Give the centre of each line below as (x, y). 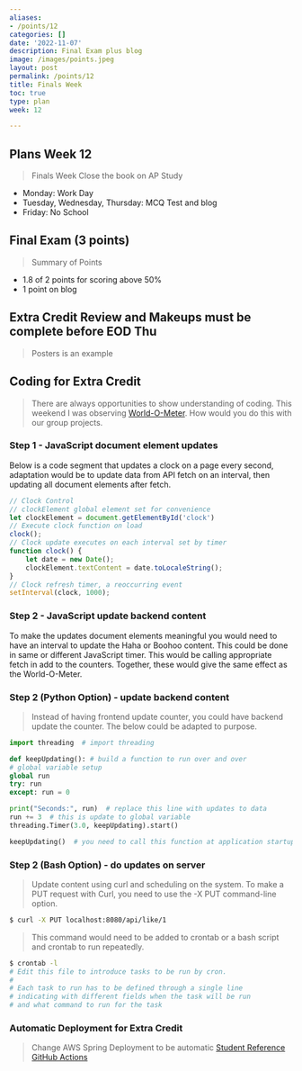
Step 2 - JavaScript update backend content (108, 616)
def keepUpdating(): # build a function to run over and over (128, 759)
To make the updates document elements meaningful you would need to (143, 635)
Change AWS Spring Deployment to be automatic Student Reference (158, 1048)
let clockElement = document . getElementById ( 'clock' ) (112, 517)
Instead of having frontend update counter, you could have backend (157, 716)
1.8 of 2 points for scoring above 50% (92, 279)
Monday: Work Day (58, 193)
